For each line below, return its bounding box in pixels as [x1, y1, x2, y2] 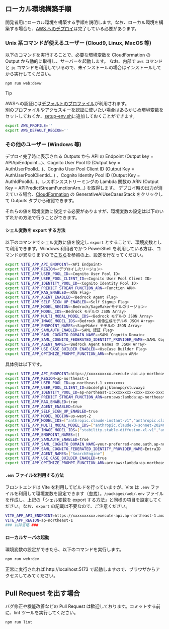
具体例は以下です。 [5, 361, 45, 367]
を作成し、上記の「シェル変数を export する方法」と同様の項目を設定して [5, 497, 157, 503]
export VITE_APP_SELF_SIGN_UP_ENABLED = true [5, 409, 98, 414]
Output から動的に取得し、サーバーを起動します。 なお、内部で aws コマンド [5, 58, 163, 64]
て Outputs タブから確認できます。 [5, 198, 77, 204]
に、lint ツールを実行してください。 [5, 609, 79, 615]
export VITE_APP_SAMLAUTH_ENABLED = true [5, 437, 89, 442]
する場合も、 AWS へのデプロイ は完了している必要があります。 [9, 25, 139, 31]
